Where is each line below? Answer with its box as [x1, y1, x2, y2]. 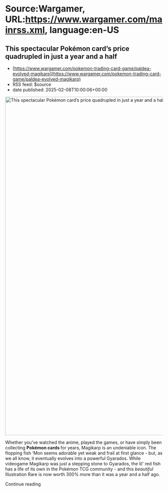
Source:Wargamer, [5, 3, 85, 15]
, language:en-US [44, 25, 119, 36]
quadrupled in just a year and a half [5, 52, 117, 61]
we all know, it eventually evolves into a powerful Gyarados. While [5, 455, 141, 461]
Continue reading [5, 481, 41, 487]
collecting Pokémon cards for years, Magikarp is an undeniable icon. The [5, 445, 156, 450]
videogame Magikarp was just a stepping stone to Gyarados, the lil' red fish [5, 461, 161, 466]
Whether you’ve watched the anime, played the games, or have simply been [5, 439, 162, 445]
